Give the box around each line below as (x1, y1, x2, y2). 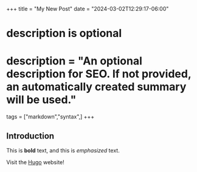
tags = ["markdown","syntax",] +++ (6, 113, 95, 120)
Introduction (6, 131, 55, 141)
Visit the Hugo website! (6, 158, 65, 166)
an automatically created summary (6, 80, 187, 94)
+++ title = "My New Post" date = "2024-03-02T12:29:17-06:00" (6, 5, 169, 12)
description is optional (6, 27, 122, 40)
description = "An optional (6, 54, 143, 68)
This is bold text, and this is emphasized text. (6, 146, 120, 154)
